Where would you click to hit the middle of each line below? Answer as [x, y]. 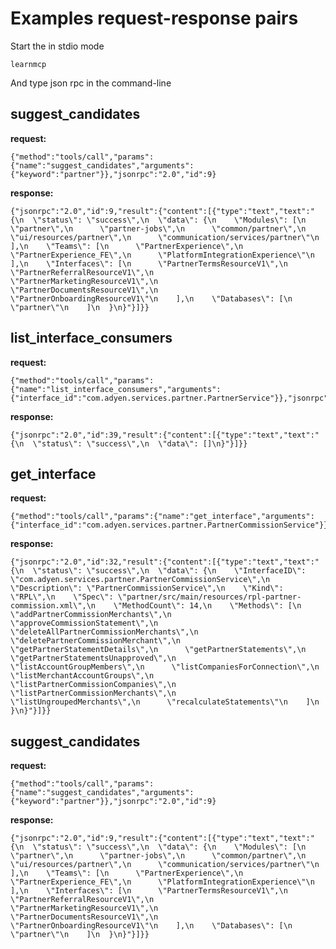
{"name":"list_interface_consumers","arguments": [116, 389]
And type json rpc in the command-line [91, 83]
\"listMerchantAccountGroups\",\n [82, 676]
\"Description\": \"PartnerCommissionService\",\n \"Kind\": [147, 588]
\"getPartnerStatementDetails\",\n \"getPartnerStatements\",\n [158, 650]
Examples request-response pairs [154, 18]
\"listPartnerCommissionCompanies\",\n [93, 685]
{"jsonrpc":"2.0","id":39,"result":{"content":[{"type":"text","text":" [165, 435]
